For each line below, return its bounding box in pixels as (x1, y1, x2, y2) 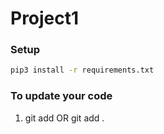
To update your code (10, 89, 113, 103)
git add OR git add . (24, 112, 105, 124)
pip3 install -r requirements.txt (10, 65, 155, 76)
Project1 (10, 7, 80, 30)
